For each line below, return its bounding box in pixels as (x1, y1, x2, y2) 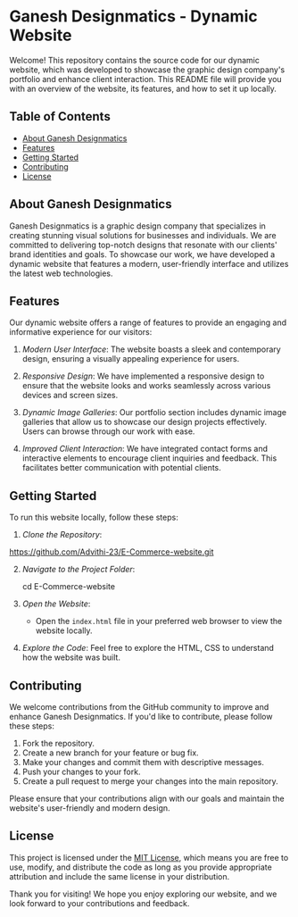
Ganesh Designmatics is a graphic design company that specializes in (9, 221, 266, 231)
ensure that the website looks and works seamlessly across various (21, 380, 271, 391)
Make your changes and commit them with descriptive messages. (21, 757, 265, 767)
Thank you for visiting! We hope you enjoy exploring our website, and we (9, 888, 277, 899)
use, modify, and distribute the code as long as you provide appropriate (9, 862, 272, 872)
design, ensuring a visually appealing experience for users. (21, 354, 240, 364)
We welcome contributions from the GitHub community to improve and (9, 702, 269, 712)
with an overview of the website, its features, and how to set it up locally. (9, 83, 277, 94)
